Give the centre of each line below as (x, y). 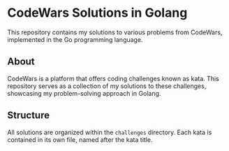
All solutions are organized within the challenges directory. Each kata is (110, 132)
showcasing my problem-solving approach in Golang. (84, 93)
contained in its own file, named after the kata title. (80, 139)
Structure (29, 116)
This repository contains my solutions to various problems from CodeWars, (115, 32)
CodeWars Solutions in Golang (97, 13)
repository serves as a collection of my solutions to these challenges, (107, 86)
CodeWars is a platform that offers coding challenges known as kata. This (113, 78)
